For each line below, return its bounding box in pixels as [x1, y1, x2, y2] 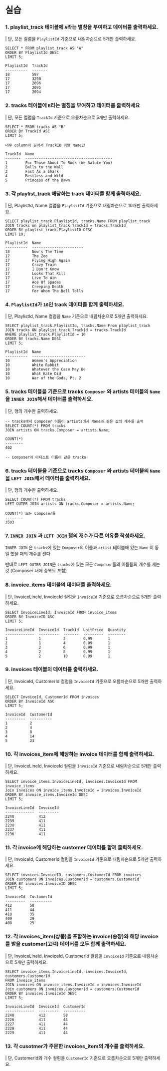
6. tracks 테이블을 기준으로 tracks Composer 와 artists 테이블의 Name [5, 467, 161, 474]
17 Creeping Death [5, 284, 64, 290]
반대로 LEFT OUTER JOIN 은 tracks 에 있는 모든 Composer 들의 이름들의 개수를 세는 [5, 561, 161, 567]
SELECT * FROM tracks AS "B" [5, 124, 66, 129]
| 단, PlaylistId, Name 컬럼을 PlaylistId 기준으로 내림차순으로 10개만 [5, 203, 141, 209]
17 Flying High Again [5, 258, 70, 263]
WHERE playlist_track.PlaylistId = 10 [5, 332, 86, 337]
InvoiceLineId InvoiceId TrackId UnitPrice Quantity [5, 627, 126, 632]
